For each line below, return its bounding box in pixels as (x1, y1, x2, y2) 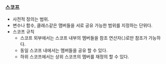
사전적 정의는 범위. (12, 16, 49, 22)
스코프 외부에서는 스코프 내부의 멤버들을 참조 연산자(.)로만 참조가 (20, 35, 148, 41)
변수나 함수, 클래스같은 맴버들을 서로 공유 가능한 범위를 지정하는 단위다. (12, 22, 153, 28)
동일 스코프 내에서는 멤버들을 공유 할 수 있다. (20, 47, 107, 53)
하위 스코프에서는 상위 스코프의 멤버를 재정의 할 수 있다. (20, 53, 130, 60)
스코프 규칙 (12, 28, 35, 35)
